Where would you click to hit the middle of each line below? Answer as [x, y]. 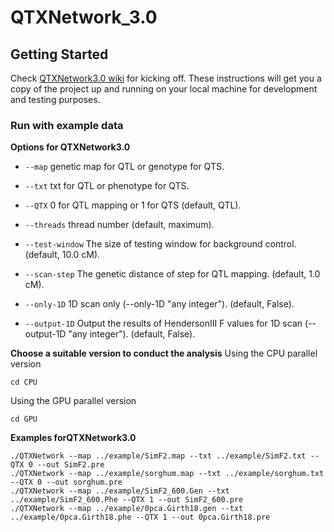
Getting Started [59, 54]
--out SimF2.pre [70, 465]
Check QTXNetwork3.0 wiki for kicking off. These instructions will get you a [166, 78]
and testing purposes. [55, 99]
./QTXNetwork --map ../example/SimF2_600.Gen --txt [120, 491]
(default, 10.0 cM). [62, 255]
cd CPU [24, 382]
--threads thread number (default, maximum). [119, 225]
